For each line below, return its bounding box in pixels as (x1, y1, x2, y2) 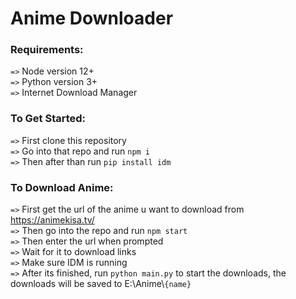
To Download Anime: (10, 180, 114, 194)
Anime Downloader (10, 7, 174, 30)
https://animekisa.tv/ (10, 214, 95, 226)
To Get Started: (10, 112, 87, 126)
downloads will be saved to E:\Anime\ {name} (10, 278, 192, 290)
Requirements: (10, 43, 84, 57)
